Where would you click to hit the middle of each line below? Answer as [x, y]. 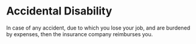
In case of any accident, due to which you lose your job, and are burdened [98, 28]
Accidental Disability [59, 11]
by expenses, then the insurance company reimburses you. [80, 34]
